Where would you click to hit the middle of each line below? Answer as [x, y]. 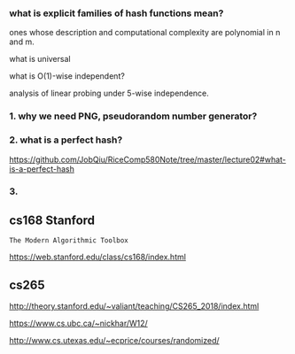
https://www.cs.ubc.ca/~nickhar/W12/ [78, 323]
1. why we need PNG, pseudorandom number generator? [133, 116]
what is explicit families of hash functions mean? [116, 13]
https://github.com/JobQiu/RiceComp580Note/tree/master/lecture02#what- [147, 159]
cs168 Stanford [52, 220]
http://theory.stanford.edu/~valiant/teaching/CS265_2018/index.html [134, 306]
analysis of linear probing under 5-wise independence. [109, 93]
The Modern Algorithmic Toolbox [69, 241]
